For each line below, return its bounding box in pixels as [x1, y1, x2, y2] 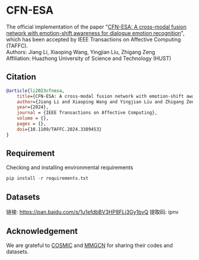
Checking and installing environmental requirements [6, 164, 133, 171]
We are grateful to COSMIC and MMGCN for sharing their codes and [6, 242, 173, 249]
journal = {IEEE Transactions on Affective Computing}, [17, 110, 158, 116]
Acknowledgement [6, 226, 78, 236]
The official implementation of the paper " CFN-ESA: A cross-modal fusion [6, 23, 187, 30]
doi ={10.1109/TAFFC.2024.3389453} [17, 126, 102, 132]
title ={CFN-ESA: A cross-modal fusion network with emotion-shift [17, 93, 184, 99]
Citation [6, 72, 37, 82]
